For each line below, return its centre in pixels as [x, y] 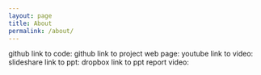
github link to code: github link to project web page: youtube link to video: [131, 54]
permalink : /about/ [41, 31]
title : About [30, 23]
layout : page [30, 16]
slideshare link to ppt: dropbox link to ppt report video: [99, 62]
